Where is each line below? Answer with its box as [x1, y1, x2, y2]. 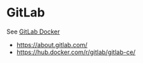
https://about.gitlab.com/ [16, 40, 88, 49]
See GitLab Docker [6, 27, 60, 36]
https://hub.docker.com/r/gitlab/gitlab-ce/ [16, 48, 136, 56]
